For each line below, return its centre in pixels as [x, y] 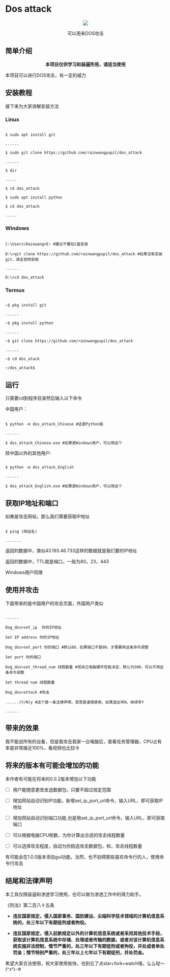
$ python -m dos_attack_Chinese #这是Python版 [54, 424]
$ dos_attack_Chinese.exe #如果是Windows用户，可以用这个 [64, 443]
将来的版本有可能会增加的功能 [52, 765]
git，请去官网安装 [22, 260]
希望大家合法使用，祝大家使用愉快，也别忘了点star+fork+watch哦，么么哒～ [85, 963]
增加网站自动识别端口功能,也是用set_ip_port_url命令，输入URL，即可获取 [89, 818]
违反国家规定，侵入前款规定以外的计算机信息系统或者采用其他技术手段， [88, 933]
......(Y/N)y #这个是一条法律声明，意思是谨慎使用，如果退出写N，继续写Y [75, 702]
